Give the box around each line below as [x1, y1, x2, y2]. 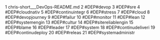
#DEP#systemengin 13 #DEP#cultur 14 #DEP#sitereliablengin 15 [5, 19, 134, 25]
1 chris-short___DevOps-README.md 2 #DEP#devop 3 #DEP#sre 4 [5, 4, 140, 10]
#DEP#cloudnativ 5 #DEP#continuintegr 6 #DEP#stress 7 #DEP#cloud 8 [5, 9, 150, 15]
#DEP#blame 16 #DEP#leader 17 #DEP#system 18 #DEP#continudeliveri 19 [5, 25, 155, 30]
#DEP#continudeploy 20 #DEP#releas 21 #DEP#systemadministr [5, 30, 135, 35]
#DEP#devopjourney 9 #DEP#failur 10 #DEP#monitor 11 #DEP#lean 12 [5, 14, 145, 20]
